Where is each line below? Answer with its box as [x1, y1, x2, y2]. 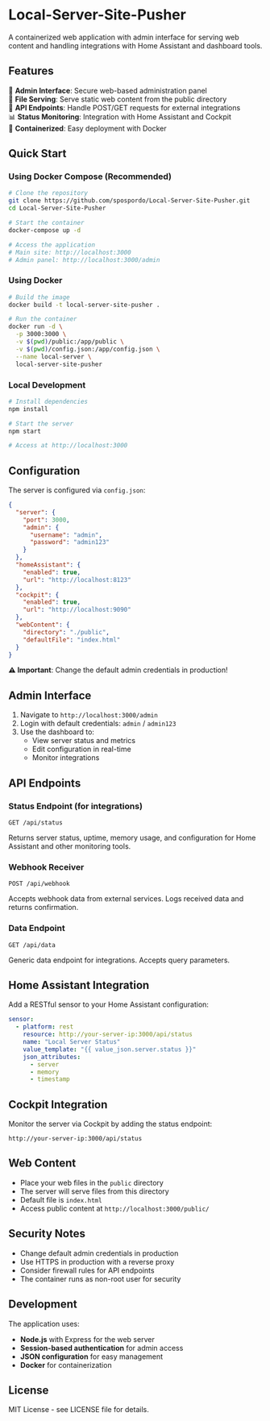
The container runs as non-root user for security [19, 1273, 181, 1283]
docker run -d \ [8, 322, 63, 331]
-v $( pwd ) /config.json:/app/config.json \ [15, 345, 160, 353]
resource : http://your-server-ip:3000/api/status [23, 1030, 193, 1039]
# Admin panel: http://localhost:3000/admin [8, 256, 160, 264]
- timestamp [29, 1075, 70, 1083]
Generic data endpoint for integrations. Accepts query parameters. [8, 955, 231, 965]
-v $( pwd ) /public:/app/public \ [15, 338, 125, 346]
